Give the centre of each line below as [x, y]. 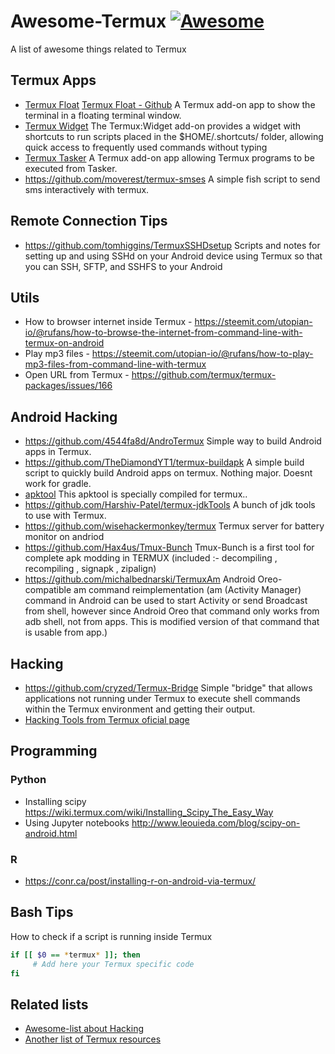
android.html [51, 833]
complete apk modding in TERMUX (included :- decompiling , [151, 558]
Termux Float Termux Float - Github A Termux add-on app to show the [170, 104]
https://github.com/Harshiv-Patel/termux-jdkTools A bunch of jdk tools [170, 505]
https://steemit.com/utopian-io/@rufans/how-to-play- [202, 354]
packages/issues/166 [68, 386]
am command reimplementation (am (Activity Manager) [187, 590]
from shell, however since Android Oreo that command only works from [172, 611]
